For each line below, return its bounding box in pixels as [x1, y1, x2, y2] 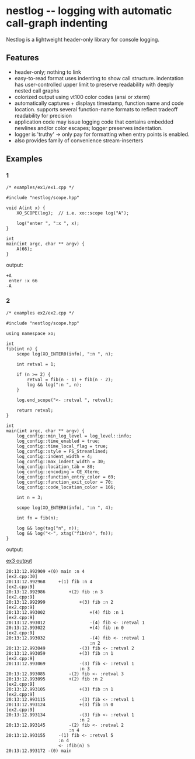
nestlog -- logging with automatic [6, 4, 172, 18]
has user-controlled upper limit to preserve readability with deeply [14, 81, 174, 88]
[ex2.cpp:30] [6, 573, 38, 579]
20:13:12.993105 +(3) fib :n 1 [6, 686, 114, 692]
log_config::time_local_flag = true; [16, 443, 109, 449]
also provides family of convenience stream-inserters [14, 136, 144, 144]
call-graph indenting [6, 16, 108, 30]
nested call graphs [14, 87, 60, 94]
